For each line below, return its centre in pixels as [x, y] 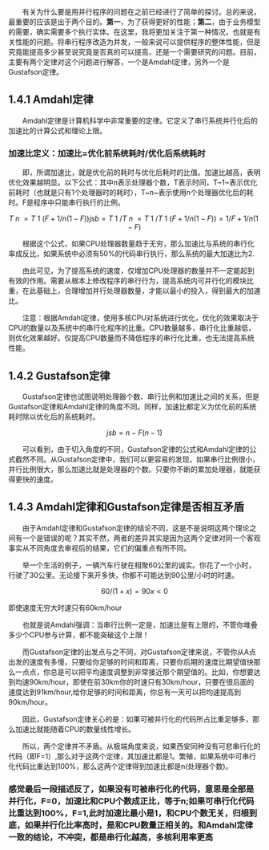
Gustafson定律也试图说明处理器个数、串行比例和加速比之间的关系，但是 [141, 397]
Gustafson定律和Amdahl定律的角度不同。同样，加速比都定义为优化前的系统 [132, 406]
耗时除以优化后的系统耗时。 [54, 417]
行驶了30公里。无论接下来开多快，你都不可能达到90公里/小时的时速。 [124, 575]
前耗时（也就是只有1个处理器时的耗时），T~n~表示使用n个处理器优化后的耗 [131, 193]
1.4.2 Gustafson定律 [59, 376]
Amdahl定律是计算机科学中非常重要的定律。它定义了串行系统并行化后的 [141, 120]
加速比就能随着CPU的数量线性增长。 [75, 729]
